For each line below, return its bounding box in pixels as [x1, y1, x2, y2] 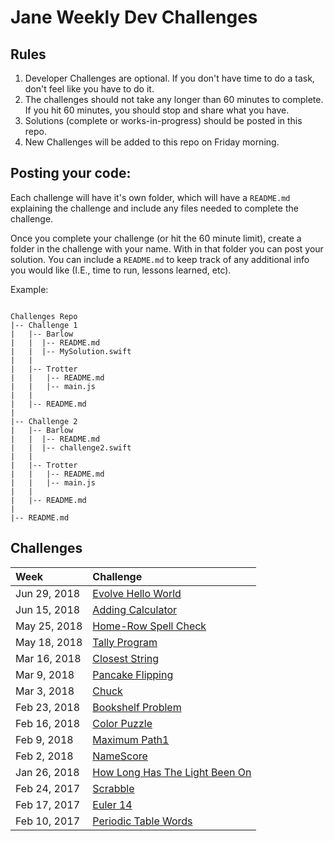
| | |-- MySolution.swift [10, 346, 132, 356]
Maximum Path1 [92, 732, 170, 746]
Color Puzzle [92, 716, 153, 730]
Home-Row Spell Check [92, 619, 207, 633]
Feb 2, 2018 [15, 749, 74, 763]
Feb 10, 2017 [15, 814, 81, 828]
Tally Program [92, 635, 158, 649]
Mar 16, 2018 [15, 651, 82, 665]
